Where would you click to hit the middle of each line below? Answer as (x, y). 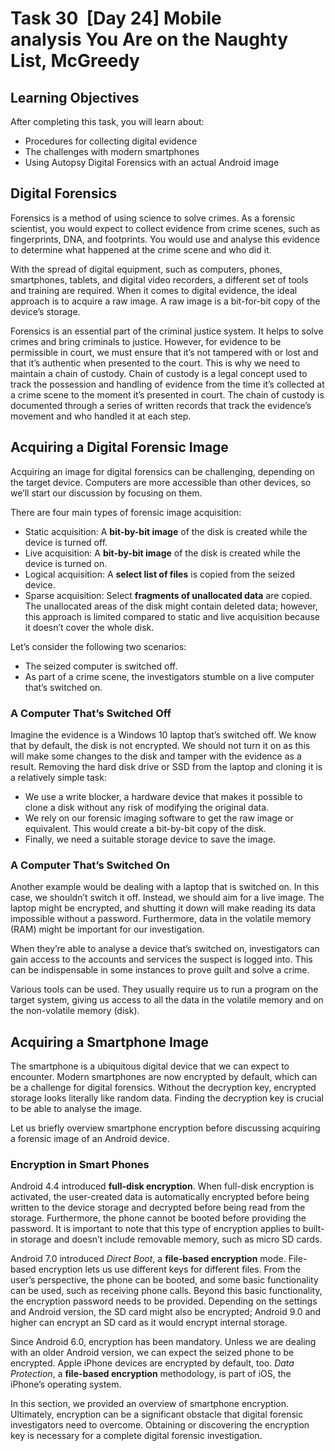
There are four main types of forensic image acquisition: (126, 512)
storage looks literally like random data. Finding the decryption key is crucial (167, 1098)
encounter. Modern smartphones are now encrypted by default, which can (164, 1077)
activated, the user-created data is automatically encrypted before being (160, 1197)
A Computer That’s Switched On (90, 865)
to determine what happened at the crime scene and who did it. (141, 249)
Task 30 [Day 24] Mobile (116, 18)
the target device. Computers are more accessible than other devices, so (161, 482)
